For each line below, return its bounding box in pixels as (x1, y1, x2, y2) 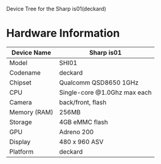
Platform (9, 147, 34, 155)
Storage (9, 118, 32, 126)
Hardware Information (6, 27, 120, 40)
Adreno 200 (59, 128, 94, 136)
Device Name (11, 48, 52, 56)
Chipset (9, 78, 32, 87)
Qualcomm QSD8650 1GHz (59, 78, 139, 87)
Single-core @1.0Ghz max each (59, 88, 152, 97)
